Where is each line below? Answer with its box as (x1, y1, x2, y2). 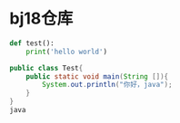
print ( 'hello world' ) (25, 47, 107, 56)
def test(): (9, 38, 55, 48)
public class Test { (9, 63, 84, 72)
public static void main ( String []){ (25, 71, 169, 81)
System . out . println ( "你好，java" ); (42, 80, 173, 90)
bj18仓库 (9, 8, 74, 29)
